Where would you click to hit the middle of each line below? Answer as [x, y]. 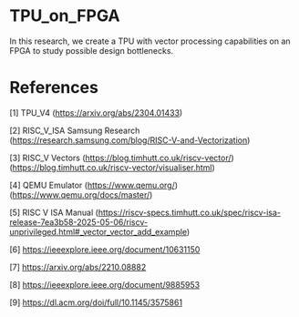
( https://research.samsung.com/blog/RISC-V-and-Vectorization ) [130, 140]
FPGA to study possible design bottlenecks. [92, 50]
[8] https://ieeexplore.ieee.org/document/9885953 [105, 284]
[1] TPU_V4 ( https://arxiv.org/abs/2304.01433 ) [96, 112]
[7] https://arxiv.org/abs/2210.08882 [78, 267]
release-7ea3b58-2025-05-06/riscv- [79, 222]
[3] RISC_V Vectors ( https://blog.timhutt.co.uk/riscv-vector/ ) [122, 158]
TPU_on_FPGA [65, 16]
